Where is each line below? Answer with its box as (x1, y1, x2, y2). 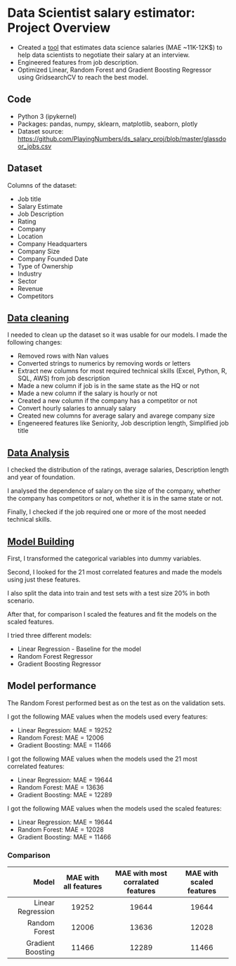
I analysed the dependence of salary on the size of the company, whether (7, 487, 221, 495)
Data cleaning (7, 311, 70, 324)
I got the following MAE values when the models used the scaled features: (7, 804, 222, 813)
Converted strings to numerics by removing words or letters (17, 359, 191, 368)
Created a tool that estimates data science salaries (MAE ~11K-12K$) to (17, 43, 223, 51)
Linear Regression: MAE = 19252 (17, 726, 112, 734)
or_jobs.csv (17, 142, 52, 150)
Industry (17, 269, 42, 278)
